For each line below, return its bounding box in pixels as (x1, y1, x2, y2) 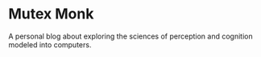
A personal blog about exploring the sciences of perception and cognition (8, 31, 253, 41)
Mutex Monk (8, 5, 94, 23)
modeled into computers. (8, 39, 92, 49)
